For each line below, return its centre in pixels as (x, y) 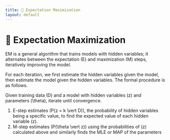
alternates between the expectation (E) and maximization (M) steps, (76, 60)
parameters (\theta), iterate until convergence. (54, 101)
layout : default (22, 15)
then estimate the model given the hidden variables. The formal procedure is (85, 80)
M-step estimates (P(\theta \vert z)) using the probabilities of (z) (80, 127)
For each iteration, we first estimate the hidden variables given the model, (82, 75)
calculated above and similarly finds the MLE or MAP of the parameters (87, 132)
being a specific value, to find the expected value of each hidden (80, 116)
